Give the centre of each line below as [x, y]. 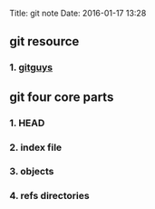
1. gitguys [31, 67]
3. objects [32, 172]
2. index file [36, 147]
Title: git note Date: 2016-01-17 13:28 [78, 13]
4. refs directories [49, 196]
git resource [44, 41]
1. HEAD [27, 123]
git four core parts [62, 97]
